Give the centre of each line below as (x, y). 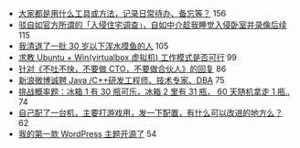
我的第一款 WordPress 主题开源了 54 (87, 134)
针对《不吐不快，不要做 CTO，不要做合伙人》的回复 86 (122, 69)
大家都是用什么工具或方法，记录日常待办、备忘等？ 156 (122, 13)
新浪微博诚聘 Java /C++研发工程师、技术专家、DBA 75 (121, 80)
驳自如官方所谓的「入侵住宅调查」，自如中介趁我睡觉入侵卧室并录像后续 (152, 25)
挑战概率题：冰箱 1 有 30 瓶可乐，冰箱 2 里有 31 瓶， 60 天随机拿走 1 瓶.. (154, 91)
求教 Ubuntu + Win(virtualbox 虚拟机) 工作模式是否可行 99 (128, 57)
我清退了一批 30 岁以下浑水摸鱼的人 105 (93, 46)
